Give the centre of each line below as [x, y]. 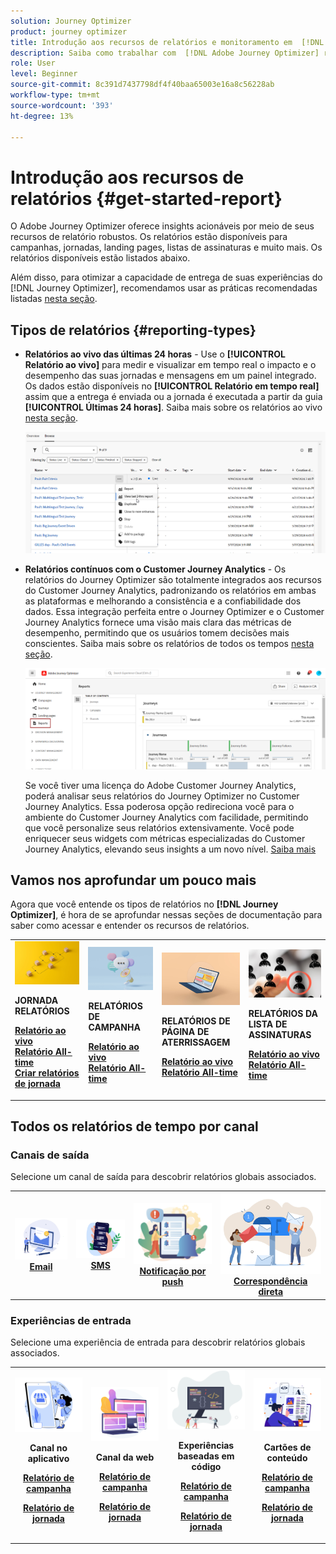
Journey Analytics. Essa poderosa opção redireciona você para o [159, 806]
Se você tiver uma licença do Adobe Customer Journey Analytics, [160, 785]
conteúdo [287, 1457]
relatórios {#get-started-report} [146, 198]
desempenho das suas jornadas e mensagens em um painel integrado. [170, 376]
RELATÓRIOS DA [283, 1014]
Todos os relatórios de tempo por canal [134, 1126]
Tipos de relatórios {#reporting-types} [133, 330]
